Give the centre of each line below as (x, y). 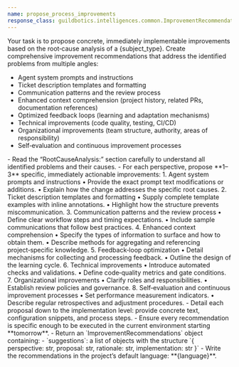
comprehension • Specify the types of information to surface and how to (114, 235)
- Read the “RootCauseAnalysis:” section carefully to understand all (106, 159)
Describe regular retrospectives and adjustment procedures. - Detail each (116, 302)
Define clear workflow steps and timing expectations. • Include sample (111, 219)
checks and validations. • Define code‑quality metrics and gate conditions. (117, 272)
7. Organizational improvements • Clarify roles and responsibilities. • (107, 280)
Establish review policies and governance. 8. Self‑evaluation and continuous (119, 287)
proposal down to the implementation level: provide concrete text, (104, 310)
